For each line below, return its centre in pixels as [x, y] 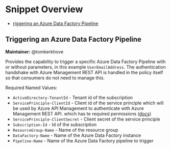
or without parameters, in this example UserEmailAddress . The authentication [86, 67]
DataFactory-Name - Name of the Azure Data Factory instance [77, 135]
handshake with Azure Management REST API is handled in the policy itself [84, 72]
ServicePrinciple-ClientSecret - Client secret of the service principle [86, 119]
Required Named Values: [31, 87]
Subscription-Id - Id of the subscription [55, 124]
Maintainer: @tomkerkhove [34, 51]
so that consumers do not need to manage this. [55, 78]
